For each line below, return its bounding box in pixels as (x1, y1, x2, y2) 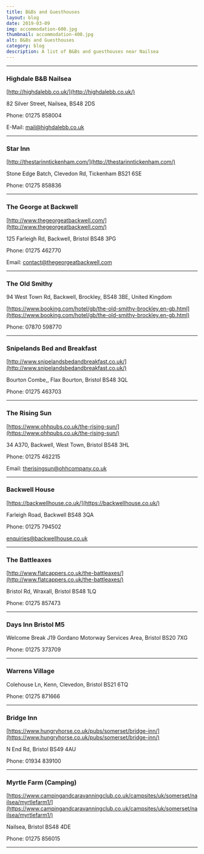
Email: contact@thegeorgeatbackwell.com (6, 258, 112, 265)
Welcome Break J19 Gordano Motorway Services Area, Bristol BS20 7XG (6, 634, 188, 642)
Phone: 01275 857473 (6, 600, 61, 607)
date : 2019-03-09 (6, 20, 50, 26)
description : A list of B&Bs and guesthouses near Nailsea (6, 49, 159, 55)
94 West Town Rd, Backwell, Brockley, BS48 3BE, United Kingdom (6, 293, 172, 300)
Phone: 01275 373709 (6, 646, 61, 653)
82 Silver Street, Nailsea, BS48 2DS (6, 100, 95, 107)
